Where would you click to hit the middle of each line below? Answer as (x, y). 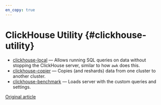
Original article (21, 96)
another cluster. (29, 76)
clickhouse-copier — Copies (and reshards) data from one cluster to (84, 71)
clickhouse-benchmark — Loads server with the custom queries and (84, 81)
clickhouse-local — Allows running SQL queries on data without (79, 60)
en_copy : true (20, 10)
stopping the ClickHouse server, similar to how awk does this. (76, 65)
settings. (22, 87)
